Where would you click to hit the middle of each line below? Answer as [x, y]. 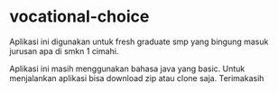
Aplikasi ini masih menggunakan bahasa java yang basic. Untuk [127, 69]
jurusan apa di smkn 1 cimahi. [64, 51]
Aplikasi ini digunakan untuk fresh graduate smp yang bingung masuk [139, 41]
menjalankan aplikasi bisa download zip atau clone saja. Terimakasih [137, 78]
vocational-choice [79, 17]
